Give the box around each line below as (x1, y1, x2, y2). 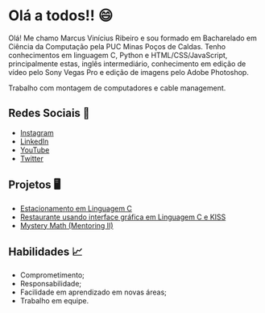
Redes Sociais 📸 (8, 106, 90, 120)
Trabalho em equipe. (19, 296, 89, 306)
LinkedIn (19, 136, 49, 146)
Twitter (19, 153, 44, 163)
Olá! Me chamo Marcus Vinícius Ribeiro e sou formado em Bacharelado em (8, 33, 258, 43)
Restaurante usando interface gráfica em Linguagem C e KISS (19, 212, 226, 222)
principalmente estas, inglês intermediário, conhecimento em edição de (8, 59, 246, 69)
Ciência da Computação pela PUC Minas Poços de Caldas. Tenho (8, 41, 226, 51)
